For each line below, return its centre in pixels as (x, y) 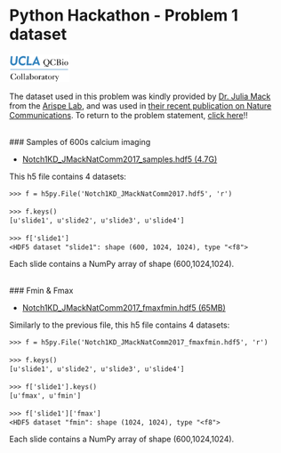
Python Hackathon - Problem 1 (124, 16)
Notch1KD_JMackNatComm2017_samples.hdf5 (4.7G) (120, 159)
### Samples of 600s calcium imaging (80, 142)
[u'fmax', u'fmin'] (45, 396)
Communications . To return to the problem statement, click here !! (129, 115)
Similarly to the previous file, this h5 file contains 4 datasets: (120, 325)
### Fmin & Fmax (41, 290)
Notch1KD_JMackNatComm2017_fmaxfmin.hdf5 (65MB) (124, 307)
